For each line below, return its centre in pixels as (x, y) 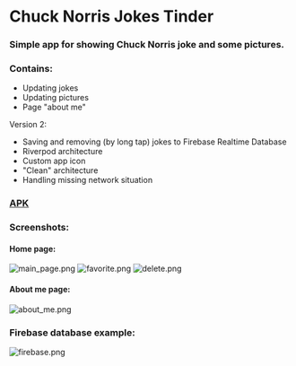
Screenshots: (39, 228)
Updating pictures (56, 98)
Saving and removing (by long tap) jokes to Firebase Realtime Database (154, 142)
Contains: (31, 69)
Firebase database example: (73, 332)
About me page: (40, 290)
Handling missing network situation (87, 180)
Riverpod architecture (62, 152)
